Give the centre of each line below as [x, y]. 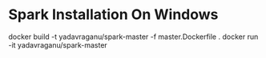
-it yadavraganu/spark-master [58, 44]
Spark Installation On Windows [113, 15]
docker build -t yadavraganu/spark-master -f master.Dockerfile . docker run [133, 37]
